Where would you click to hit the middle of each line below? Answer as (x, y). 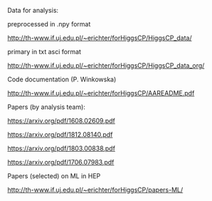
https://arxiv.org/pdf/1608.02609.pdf (62, 121)
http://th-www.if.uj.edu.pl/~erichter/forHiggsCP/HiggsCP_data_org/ (106, 66)
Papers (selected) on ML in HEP (54, 176)
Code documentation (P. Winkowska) (62, 79)
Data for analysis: (33, 10)
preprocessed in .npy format (49, 24)
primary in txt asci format (44, 52)
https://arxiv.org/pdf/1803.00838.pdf (62, 148)
